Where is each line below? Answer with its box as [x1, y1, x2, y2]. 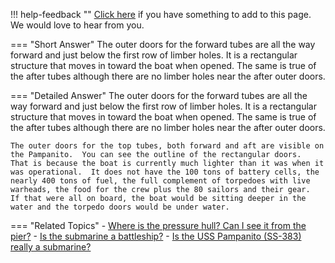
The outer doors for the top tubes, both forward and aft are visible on [10, 141, 325, 151]
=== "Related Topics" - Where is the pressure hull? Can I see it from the [10, 220, 307, 231]
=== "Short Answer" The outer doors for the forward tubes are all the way [10, 39, 316, 50]
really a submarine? [10, 241, 92, 253]
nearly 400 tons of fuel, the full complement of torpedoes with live [10, 176, 311, 186]
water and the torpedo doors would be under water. [10, 202, 230, 212]
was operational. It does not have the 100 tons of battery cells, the [10, 167, 320, 177]
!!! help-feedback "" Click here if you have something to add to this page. [10, 9, 312, 20]
